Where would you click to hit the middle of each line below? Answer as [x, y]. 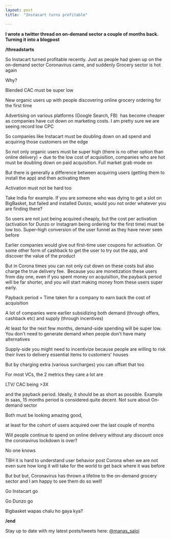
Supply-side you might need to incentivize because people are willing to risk [86, 349]
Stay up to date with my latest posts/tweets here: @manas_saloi [72, 531]
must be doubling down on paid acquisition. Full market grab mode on [79, 163]
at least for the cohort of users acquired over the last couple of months [80, 425]
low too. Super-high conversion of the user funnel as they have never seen [84, 229]
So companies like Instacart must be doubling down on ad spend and [78, 136]
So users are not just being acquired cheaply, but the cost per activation [81, 218]
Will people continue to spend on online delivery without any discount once [84, 435]
